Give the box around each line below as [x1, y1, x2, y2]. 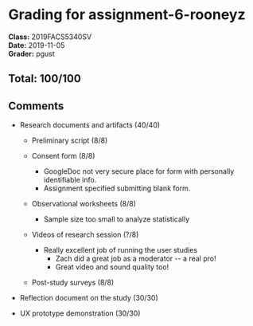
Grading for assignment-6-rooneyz [8, 6, 246, 24]
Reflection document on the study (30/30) [19, 293, 159, 303]
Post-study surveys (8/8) [31, 277, 115, 288]
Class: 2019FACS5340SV [8, 32, 92, 41]
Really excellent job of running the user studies [43, 245, 197, 255]
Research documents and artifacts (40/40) [19, 120, 161, 130]
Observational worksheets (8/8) [31, 199, 137, 209]
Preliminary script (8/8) [31, 136, 108, 145]
